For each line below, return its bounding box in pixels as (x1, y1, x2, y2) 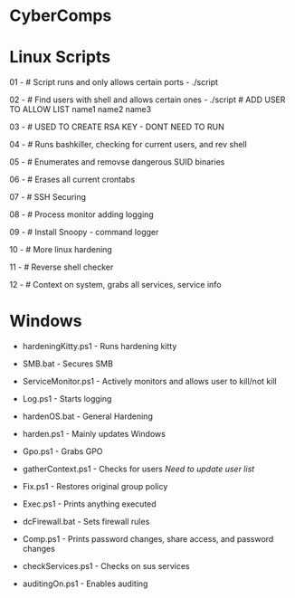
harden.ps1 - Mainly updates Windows (22, 429, 166, 440)
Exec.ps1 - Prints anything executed (22, 498, 157, 509)
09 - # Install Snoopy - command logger (9, 227, 159, 238)
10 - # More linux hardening (9, 244, 113, 255)
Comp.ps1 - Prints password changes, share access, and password (22, 534, 274, 545)
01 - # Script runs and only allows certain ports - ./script (9, 77, 219, 88)
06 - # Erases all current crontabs (9, 174, 136, 185)
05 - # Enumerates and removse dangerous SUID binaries (9, 157, 225, 167)
